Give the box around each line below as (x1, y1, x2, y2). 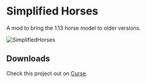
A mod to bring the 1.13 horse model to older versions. (6, 24, 142, 32)
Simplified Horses (6, 4, 98, 18)
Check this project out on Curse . (6, 70, 88, 77)
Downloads (6, 53, 50, 64)
